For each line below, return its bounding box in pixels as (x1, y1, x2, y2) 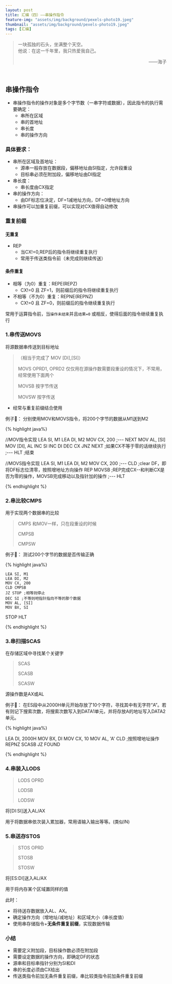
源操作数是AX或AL (5, 691, 45, 697)
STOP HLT (5, 614, 27, 620)
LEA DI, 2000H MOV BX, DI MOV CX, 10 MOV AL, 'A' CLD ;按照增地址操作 (5, 736, 160, 742)
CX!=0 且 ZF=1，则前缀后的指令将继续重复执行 (20, 287, 119, 293)
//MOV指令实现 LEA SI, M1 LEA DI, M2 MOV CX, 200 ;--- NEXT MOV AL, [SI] (5, 436, 166, 442)
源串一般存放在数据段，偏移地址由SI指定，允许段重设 (20, 165, 133, 171)
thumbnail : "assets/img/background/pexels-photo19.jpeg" (5, 22, 130, 27)
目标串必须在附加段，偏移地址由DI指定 (20, 171, 101, 178)
